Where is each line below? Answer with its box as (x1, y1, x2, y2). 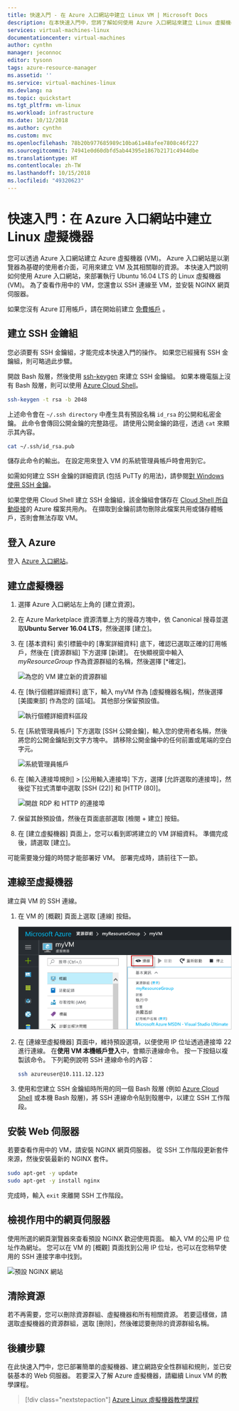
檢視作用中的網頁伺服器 (7, 1214, 110, 1226)
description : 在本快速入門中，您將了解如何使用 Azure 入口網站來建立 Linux (7, 19, 212, 26)
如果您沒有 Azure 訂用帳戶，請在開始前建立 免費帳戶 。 (7, 304, 169, 313)
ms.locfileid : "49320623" (7, 177, 84, 185)
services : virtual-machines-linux (7, 26, 110, 34)
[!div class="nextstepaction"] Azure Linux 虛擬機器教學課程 (24, 1395, 199, 1404)
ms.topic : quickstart (7, 94, 72, 101)
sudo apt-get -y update (7, 1169, 78, 1177)
